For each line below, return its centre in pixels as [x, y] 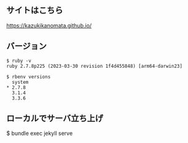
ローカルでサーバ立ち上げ [55, 118]
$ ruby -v [19, 61]
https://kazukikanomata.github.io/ [49, 25]
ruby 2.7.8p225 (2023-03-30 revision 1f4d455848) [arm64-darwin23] [95, 66]
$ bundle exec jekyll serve [40, 133]
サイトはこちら [35, 10]
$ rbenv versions [29, 77]
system [20, 82]
